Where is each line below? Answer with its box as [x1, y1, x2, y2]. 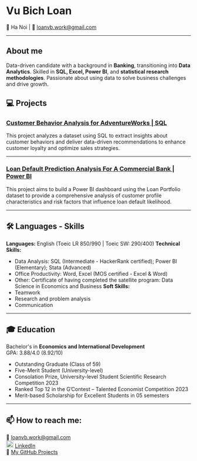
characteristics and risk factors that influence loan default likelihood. [6, 198, 172, 205]
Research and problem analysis [14, 295, 91, 302]
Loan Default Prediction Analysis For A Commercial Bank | [6, 165, 175, 173]
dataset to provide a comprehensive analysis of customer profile [6, 192, 162, 199]
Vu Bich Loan [6, 4, 72, 18]
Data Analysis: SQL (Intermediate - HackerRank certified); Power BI [14, 258, 178, 265]
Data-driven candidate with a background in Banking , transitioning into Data [6, 62, 191, 69]
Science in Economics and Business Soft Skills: [14, 282, 130, 289]
